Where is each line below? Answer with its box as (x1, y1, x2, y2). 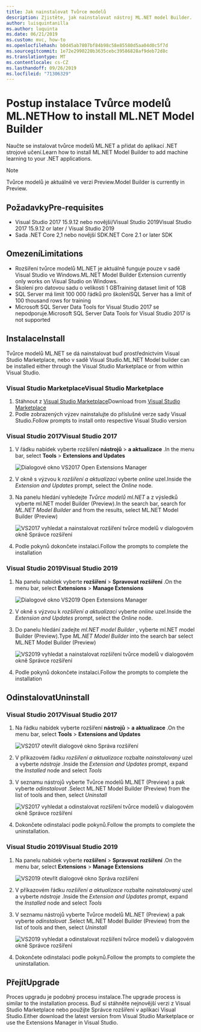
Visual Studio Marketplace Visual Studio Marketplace (6, 384, 164, 393)
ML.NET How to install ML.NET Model (6, 109, 194, 123)
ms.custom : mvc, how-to (6, 37, 66, 43)
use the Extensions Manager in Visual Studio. (6, 1019, 119, 1027)
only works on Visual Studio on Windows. (14, 277, 119, 284)
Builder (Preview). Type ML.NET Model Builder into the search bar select (14, 632, 194, 639)
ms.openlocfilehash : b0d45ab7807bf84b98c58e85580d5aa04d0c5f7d (6, 43, 169, 49)
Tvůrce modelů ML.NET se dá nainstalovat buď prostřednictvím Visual (6, 350, 180, 357)
